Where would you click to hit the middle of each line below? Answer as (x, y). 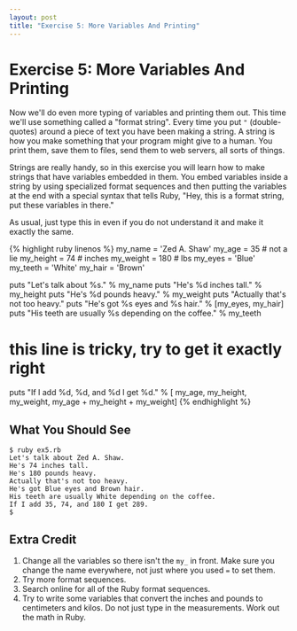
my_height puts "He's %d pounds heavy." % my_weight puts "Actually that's (148, 294)
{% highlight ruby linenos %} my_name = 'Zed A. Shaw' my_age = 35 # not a (148, 249)
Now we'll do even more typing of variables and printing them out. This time (148, 113)
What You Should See (70, 429)
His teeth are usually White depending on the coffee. (113, 497)
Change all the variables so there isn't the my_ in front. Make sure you (148, 561)
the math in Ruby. (54, 617)
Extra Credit (43, 539)
